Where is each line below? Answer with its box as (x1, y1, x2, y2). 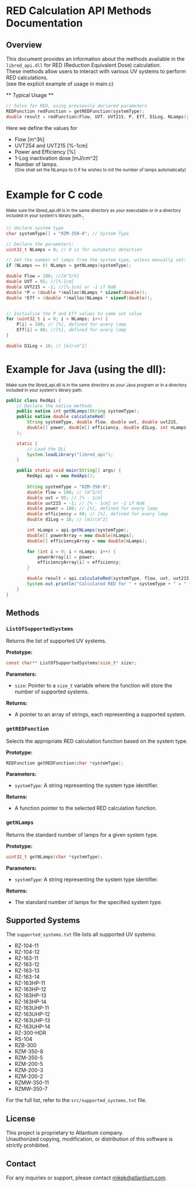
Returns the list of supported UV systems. (6, 637, 107, 645)
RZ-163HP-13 (14, 992, 47, 999)
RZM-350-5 (14, 1054, 44, 1061)
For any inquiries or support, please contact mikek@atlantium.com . (6, 1174, 167, 1181)
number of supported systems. (14, 688, 89, 695)
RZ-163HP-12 (14, 986, 47, 993)
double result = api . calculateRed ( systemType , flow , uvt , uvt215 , (27, 576, 192, 581)
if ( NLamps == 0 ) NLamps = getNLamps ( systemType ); (6, 262, 132, 269)
